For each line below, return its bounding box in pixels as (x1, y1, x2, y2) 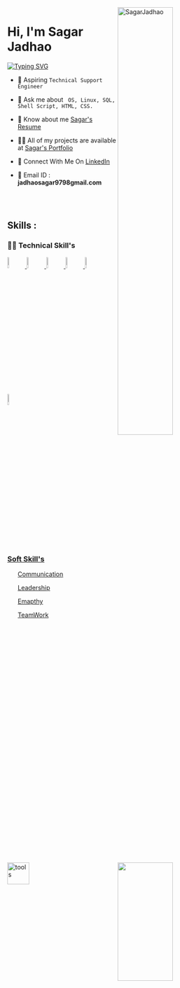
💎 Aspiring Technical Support (17, 75, 103, 84)
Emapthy (17, 596, 43, 606)
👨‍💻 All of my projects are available (17, 136, 117, 145)
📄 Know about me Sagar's (17, 115, 93, 123)
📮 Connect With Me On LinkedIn (17, 157, 111, 166)
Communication (17, 570, 64, 578)
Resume (17, 122, 41, 131)
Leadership (17, 583, 50, 592)
